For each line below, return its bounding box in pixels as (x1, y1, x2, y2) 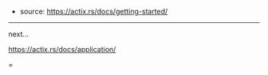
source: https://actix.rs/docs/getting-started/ (19, 7, 168, 16)
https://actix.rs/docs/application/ (8, 45, 116, 54)
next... (8, 29, 30, 39)
